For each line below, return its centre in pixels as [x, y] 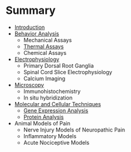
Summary [30, 11]
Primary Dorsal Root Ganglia [59, 65]
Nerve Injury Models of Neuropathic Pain [74, 130]
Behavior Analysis [37, 33]
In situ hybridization [48, 98]
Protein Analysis [43, 117]
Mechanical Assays [47, 40]
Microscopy [29, 84]
